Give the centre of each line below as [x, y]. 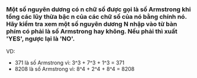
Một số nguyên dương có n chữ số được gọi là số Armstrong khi [98, 9]
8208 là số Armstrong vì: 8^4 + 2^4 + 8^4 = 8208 [75, 69]
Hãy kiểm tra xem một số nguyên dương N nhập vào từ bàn [92, 24]
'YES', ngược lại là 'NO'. [41, 39]
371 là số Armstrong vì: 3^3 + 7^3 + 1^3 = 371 [70, 63]
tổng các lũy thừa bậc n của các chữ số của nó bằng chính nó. [97, 16]
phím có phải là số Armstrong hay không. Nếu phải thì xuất [92, 31]
